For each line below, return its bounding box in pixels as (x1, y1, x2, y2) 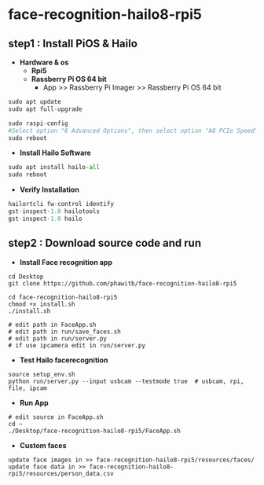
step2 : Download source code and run (8, 237, 202, 250)
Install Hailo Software (19, 148, 92, 158)
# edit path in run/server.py (8, 334, 108, 343)
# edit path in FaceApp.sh (8, 321, 97, 329)
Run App (19, 398, 49, 407)
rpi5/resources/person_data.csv (8, 469, 114, 477)
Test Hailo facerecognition (19, 355, 108, 365)
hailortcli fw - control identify (8, 200, 114, 208)
